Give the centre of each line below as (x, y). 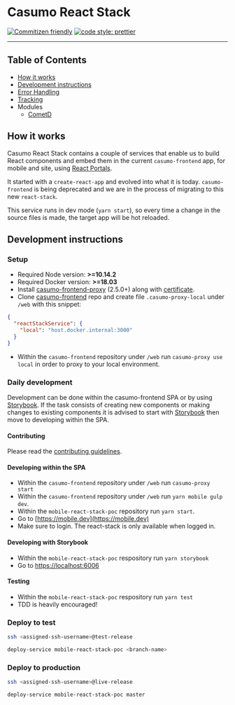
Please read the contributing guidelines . (65, 452)
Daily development (40, 382)
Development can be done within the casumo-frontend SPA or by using (110, 397)
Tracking (30, 99)
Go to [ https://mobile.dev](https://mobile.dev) (83, 519)
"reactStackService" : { (48, 324)
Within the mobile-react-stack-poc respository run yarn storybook (113, 558)
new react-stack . (33, 196)
